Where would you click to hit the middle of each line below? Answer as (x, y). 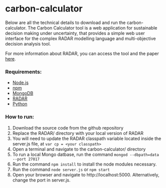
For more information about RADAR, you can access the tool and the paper (82, 53)
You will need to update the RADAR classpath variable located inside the (87, 138)
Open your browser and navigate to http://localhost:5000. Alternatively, (86, 174)
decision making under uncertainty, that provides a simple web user (75, 33)
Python (20, 104)
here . (10, 58)
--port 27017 (26, 159)
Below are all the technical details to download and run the (65, 22)
